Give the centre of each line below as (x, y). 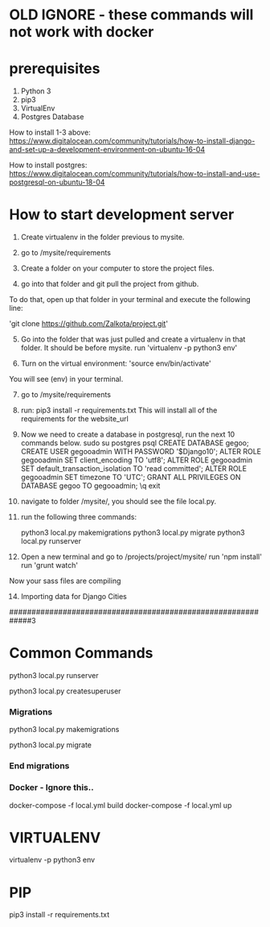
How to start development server (122, 215)
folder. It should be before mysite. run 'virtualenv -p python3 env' (129, 348)
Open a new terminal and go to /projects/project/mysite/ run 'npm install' (141, 557)
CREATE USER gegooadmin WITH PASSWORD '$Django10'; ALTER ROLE (141, 452)
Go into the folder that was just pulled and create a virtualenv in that (133, 339)
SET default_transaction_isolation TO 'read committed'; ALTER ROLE (134, 469)
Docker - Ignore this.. (52, 788)
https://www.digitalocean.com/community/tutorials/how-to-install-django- (132, 141)
